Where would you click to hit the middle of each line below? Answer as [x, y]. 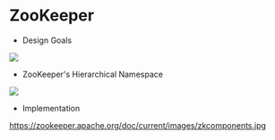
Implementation [51, 108]
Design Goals [47, 40]
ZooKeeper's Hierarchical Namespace [93, 74]
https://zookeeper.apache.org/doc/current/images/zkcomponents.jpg [138, 125]
